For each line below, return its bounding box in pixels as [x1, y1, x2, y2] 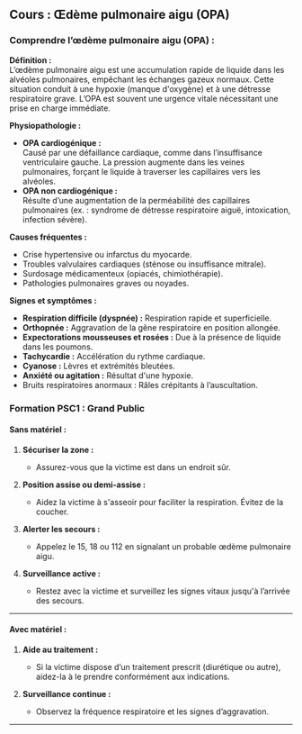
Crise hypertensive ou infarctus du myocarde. [22, 249, 192, 259]
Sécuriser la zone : [22, 444, 94, 455]
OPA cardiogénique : [22, 137, 102, 148]
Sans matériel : [9, 424, 67, 435]
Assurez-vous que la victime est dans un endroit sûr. [35, 461, 231, 472]
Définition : [9, 54, 52, 66]
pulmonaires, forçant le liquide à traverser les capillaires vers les [22, 166, 261, 177]
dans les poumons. [22, 341, 93, 352]
